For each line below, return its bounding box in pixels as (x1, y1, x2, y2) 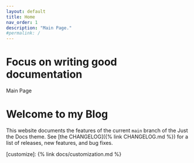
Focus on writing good (6, 56, 117, 69)
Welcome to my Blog (6, 107, 108, 121)
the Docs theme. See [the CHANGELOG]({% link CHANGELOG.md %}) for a (6, 133, 189, 140)
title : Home (6, 14, 35, 20)
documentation (6, 68, 83, 81)
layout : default (6, 8, 46, 15)
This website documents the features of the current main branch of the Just (6, 127, 188, 134)
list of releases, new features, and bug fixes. (6, 140, 113, 146)
